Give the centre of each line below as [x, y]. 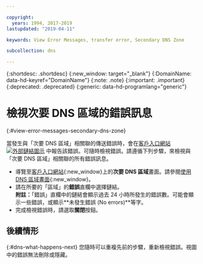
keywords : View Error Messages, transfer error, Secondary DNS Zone [95, 40]
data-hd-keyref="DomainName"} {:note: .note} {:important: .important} [96, 80]
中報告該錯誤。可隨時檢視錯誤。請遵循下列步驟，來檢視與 [118, 151]
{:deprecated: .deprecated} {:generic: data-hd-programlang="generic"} [97, 87]
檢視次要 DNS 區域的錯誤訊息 [79, 113]
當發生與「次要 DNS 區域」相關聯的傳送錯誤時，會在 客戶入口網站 [89, 143]
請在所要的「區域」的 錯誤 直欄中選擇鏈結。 [69, 187]
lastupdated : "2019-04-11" [41, 29]
